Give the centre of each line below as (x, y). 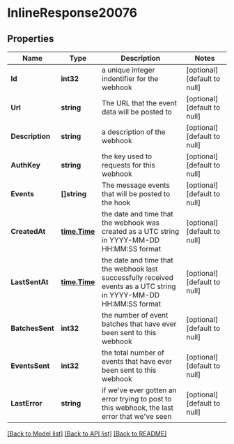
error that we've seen (137, 416)
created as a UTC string (141, 231)
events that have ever (137, 361)
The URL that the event (140, 103)
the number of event (135, 315)
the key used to (127, 156)
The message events (136, 185)
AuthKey (25, 165)
